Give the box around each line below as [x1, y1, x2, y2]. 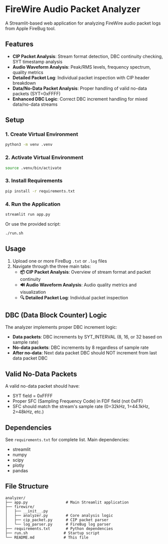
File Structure [5, 482, 49, 491]
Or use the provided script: [5, 221, 61, 227]
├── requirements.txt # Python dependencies [5, 526, 113, 531]
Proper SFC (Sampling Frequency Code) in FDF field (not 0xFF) [12, 398, 143, 404]
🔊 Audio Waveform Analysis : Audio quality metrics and [20, 282, 137, 288]
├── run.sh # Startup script [5, 530, 100, 535]
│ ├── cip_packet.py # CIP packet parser [5, 517, 109, 522]
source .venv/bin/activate [5, 165, 62, 170]
